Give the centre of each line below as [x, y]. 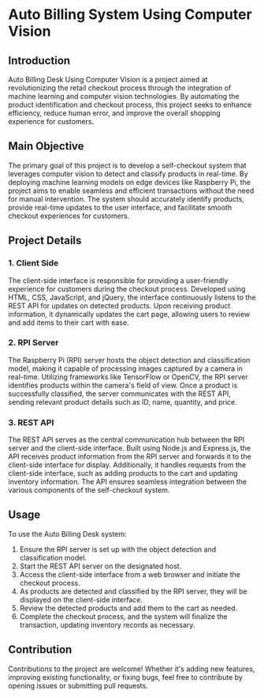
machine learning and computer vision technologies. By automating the [124, 96]
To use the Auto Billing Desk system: [68, 534]
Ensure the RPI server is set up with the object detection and [118, 549]
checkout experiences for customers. [69, 216]
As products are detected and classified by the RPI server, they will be [133, 591]
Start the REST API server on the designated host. [100, 566]
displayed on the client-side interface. [81, 599]
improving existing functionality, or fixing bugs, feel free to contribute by [125, 677]
